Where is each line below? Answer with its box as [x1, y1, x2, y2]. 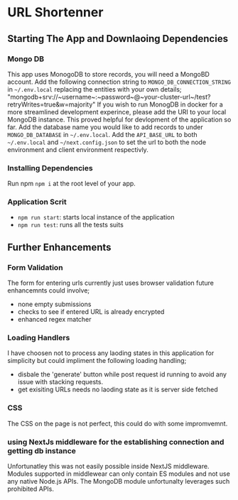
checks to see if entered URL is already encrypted [17, 308, 165, 316]
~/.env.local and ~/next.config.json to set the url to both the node [7, 138, 207, 146]
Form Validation [7, 262, 63, 272]
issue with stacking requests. [17, 378, 104, 386]
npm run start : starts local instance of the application [17, 213, 175, 222]
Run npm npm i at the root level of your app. [7, 179, 136, 188]
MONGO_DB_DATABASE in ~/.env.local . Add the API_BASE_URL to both [7, 130, 198, 138]
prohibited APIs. [7, 484, 55, 494]
